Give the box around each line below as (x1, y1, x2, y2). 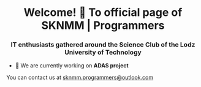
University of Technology (64, 48, 142, 57)
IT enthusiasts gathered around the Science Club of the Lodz (10, 40, 195, 49)
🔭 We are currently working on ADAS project (15, 62, 129, 69)
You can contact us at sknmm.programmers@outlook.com (6, 74, 154, 81)
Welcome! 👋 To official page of (23, 6, 183, 20)
